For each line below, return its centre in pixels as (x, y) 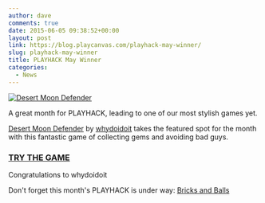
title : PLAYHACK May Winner (55, 61)
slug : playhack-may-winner (53, 53)
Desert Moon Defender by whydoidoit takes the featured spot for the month (132, 128)
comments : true (34, 23)
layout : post (30, 38)
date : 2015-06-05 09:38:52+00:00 (64, 30)
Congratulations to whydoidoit (58, 174)
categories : (28, 68)
